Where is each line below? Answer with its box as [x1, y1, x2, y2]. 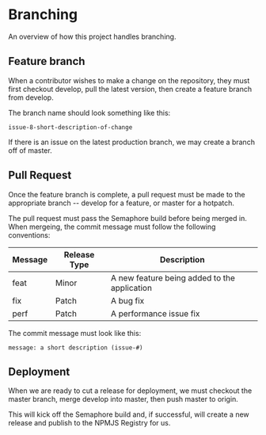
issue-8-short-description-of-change [8, 123, 133, 132]
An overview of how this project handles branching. [8, 32, 177, 41]
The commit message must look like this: [8, 328, 142, 338]
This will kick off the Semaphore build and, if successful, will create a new [8, 410, 249, 419]
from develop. [8, 93, 54, 102]
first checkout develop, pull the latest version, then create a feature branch [8, 84, 252, 93]
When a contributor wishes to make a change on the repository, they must [8, 75, 250, 85]
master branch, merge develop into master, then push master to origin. [8, 395, 239, 404]
